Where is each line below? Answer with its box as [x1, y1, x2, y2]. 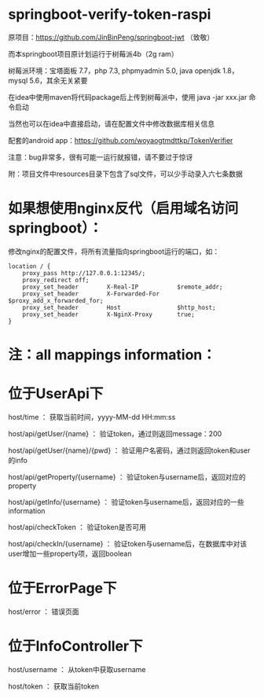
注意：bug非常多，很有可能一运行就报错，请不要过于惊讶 [8, 152, 193, 162]
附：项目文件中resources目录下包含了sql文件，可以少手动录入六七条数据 [8, 169, 244, 178]
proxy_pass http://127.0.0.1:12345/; [22, 269, 146, 277]
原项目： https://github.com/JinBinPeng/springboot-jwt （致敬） [8, 32, 214, 42]
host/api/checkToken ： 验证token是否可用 [8, 523, 147, 531]
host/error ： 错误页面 [8, 607, 79, 616]
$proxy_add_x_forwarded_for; [8, 296, 104, 304]
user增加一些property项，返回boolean [8, 549, 132, 558]
